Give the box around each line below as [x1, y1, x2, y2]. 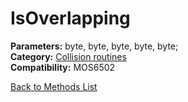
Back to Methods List [10, 80, 98, 92]
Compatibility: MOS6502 [10, 61, 116, 73]
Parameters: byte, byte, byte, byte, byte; [10, 40, 179, 52]
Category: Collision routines [10, 50, 127, 62]
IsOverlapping [10, 7, 131, 30]
